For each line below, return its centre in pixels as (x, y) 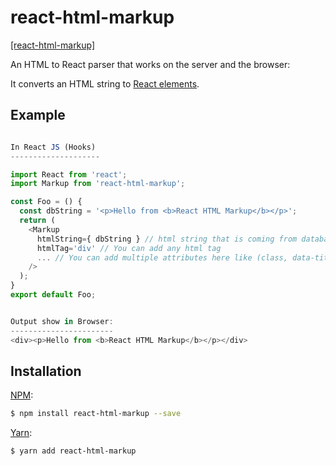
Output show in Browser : (62, 321)
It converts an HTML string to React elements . (105, 83)
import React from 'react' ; (69, 174)
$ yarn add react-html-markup (73, 451)
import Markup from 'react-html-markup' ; (98, 184)
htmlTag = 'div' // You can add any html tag (129, 248)
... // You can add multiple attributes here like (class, (162, 257)
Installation (46, 371)
